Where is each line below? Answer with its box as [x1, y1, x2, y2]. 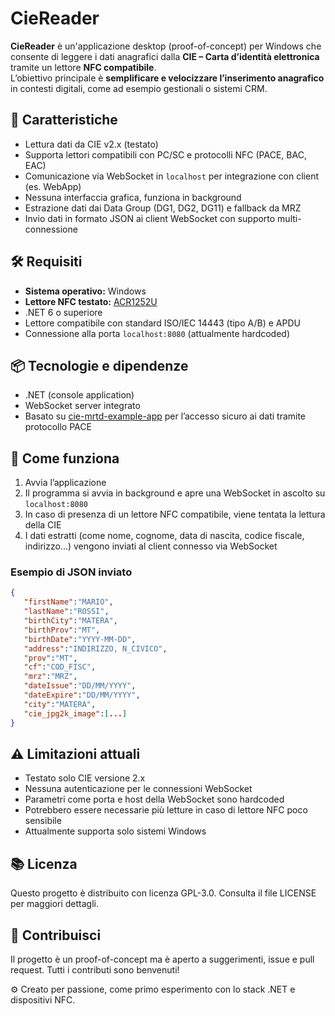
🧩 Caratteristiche [10, 112, 118, 129]
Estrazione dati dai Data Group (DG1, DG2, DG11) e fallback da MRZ [24, 202, 302, 214]
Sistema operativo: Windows [24, 285, 147, 297]
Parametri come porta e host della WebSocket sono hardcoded [24, 793, 285, 806]
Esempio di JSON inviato [10, 565, 133, 579]
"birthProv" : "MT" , [23, 625, 101, 635]
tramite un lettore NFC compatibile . [10, 61, 157, 73]
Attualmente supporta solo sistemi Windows [24, 825, 207, 837]
